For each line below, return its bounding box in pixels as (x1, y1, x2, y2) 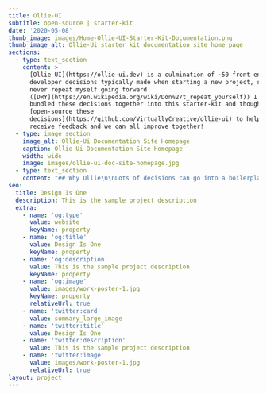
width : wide (22, 152, 62, 160)
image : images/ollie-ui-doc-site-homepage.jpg (22, 160, 180, 168)
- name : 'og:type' (22, 211, 83, 219)
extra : (15, 203, 37, 211)
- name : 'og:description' (22, 255, 109, 263)
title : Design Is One (15, 188, 87, 197)
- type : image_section (15, 129, 91, 137)
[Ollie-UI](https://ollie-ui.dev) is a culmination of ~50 (29, 71, 229, 79)
